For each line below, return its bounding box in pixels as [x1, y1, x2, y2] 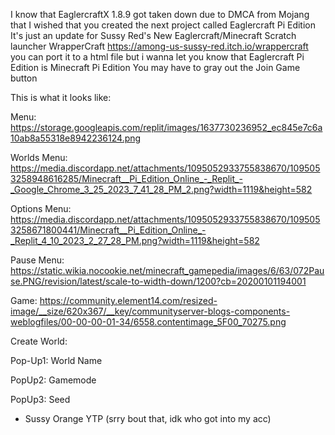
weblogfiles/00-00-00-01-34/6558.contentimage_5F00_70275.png [10, 316, 287, 328]
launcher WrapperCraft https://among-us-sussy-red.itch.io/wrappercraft [10, 40, 309, 52]
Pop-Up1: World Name [10, 355, 103, 366]
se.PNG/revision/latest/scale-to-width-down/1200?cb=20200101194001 [10, 275, 307, 287]
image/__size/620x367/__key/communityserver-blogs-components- [10, 305, 291, 317]
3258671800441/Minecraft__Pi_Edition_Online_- [10, 224, 207, 236]
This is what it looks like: [10, 92, 112, 103]
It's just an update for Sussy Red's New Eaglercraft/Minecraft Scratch [10, 30, 297, 41]
